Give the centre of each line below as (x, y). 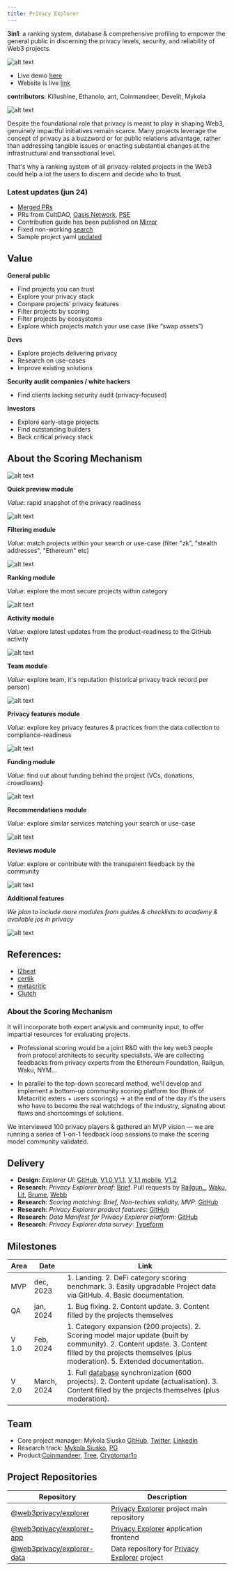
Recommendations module (47, 810)
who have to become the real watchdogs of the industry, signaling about (121, 1105)
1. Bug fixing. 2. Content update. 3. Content (138, 1307)
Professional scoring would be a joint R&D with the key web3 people (115, 1047)
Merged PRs (35, 207)
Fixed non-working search (55, 229)
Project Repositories (52, 1477)
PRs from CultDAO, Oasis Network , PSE (74, 214)
